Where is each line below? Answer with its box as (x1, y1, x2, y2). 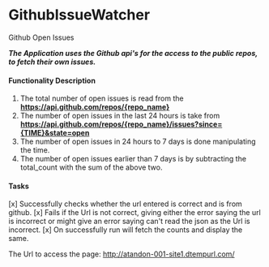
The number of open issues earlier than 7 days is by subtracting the (19, 154, 247, 164)
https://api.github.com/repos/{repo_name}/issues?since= (19, 119, 223, 129)
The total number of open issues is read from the (19, 93, 184, 103)
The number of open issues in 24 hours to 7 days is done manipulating (19, 136, 257, 147)
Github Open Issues (8, 32, 75, 42)
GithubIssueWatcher (8, 6, 151, 24)
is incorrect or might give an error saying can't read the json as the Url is (8, 217, 250, 226)
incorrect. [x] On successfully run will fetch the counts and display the (8, 225, 243, 235)
